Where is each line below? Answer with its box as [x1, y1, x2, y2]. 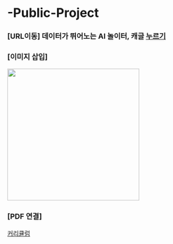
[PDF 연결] [7, 212, 42, 221]
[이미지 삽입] [7, 52, 48, 62]
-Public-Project [7, 5, 100, 21]
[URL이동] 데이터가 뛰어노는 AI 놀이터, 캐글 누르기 [7, 32, 167, 41]
